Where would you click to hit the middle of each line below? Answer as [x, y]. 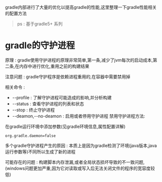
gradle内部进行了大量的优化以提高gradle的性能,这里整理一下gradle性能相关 [81, 7]
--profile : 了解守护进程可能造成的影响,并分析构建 [62, 97]
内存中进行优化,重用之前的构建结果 [54, 66]
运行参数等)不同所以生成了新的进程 [40, 152]
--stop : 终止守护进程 [33, 110]
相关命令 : [15, 87]
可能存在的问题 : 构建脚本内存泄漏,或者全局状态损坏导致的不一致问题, [75, 162]
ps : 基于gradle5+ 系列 [40, 24]
